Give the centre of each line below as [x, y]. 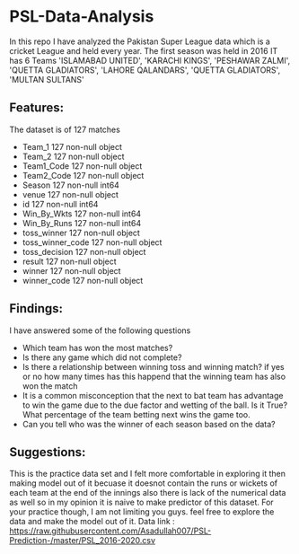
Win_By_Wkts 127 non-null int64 [82, 214]
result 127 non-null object [69, 261]
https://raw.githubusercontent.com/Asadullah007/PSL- [110, 531]
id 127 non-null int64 [60, 204]
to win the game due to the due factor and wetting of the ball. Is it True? [155, 405]
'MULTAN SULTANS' [47, 79]
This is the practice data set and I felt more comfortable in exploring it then [147, 474]
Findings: [36, 308]
